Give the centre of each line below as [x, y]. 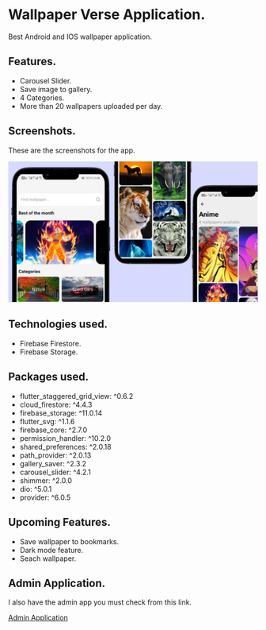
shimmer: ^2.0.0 [46, 480]
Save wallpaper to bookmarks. [69, 541]
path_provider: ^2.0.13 [55, 455]
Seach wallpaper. [48, 558]
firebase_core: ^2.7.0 [53, 430]
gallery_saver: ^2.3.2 [53, 463]
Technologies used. [58, 325]
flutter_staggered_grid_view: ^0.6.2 [76, 396]
